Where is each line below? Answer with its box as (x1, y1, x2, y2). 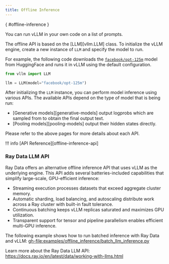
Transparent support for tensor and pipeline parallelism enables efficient (12, 217, 163, 223)
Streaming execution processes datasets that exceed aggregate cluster (12, 185, 161, 191)
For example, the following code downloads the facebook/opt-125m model (5, 56, 158, 62)
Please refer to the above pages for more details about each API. (5, 130, 140, 137)
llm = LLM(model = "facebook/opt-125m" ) (5, 80, 87, 85)
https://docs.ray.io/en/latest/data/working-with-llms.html (5, 253, 124, 259)
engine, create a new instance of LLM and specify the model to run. (5, 46, 144, 52)
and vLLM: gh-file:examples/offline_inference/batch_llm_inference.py (5, 238, 150, 244)
